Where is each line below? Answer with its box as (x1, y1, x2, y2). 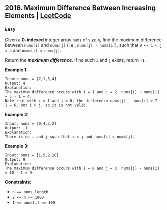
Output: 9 (5, 157, 26, 162)
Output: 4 (5, 81, 26, 86)
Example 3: (5, 143, 29, 149)
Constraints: (5, 179, 32, 185)
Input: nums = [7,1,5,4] (5, 76, 57, 81)
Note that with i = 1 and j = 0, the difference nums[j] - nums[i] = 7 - (5, 98, 162, 103)
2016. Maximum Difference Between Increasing (5, 4, 156, 12)
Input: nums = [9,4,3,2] (5, 121, 57, 126)
